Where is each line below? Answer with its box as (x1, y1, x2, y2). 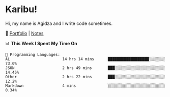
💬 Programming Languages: (5, 52, 60, 57)
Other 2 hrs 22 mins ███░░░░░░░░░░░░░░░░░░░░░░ (5, 74, 165, 79)
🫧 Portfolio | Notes (5, 30, 44, 36)
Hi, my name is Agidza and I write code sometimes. (5, 20, 113, 26)
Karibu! (5, 4, 38, 15)
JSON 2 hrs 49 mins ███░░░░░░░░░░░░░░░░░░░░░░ (5, 65, 165, 71)
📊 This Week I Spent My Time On (5, 40, 77, 46)
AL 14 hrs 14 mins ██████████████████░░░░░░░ (5, 56, 165, 61)
